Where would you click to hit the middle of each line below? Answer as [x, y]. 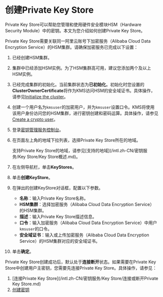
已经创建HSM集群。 [32, 57]
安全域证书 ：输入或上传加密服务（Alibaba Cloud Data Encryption [84, 235]
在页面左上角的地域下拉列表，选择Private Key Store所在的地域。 [76, 140]
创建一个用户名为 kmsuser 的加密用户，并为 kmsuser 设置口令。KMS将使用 [83, 107]
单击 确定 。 [23, 251]
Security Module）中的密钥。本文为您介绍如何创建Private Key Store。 [75, 30]
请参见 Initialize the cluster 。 [40, 96]
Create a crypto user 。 [35, 119]
